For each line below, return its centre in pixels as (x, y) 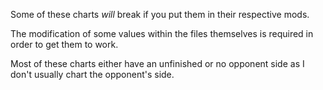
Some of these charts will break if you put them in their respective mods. (160, 14)
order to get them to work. (64, 44)
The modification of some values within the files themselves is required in (162, 33)
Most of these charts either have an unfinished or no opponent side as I (157, 63)
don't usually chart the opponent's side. (92, 74)
